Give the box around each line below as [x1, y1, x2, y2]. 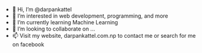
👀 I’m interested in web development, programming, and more [12, 12, 168, 19]
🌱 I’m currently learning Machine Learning [12, 19, 118, 26]
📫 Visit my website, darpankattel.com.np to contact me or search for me [12, 32, 196, 39]
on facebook [12, 41, 45, 48]
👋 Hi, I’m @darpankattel [12, 6, 72, 13]
